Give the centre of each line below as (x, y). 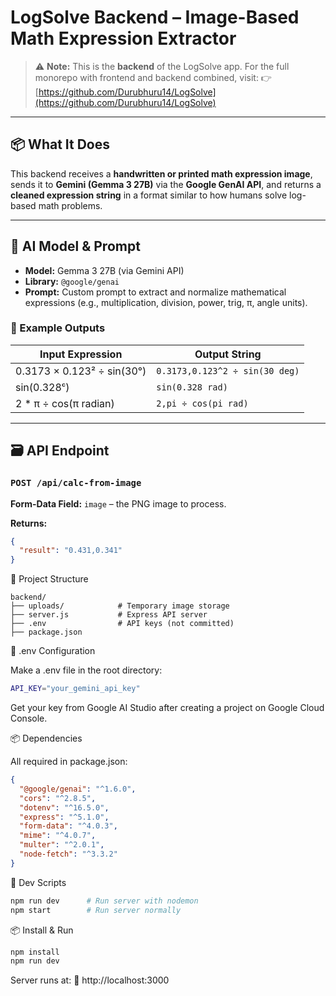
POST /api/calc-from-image (76, 483)
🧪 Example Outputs (58, 328)
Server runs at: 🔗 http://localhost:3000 (90, 980)
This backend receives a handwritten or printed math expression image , (161, 173)
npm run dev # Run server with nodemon (104, 901)
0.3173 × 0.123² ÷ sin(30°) (81, 371)
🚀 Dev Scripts (38, 882)
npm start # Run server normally (96, 910)
